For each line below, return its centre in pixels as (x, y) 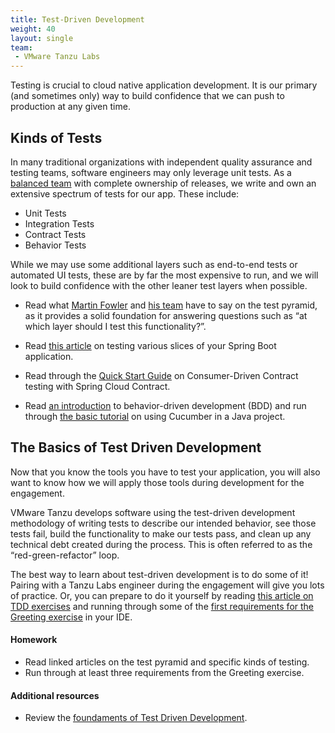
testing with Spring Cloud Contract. (97, 386)
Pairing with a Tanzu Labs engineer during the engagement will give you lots (167, 585)
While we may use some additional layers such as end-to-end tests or (154, 264)
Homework (34, 640)
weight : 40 (33, 29)
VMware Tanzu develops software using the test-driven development (153, 512)
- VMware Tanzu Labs (57, 57)
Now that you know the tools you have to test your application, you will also (165, 472)
